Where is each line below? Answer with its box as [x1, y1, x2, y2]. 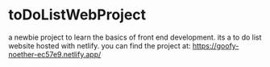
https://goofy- [192, 40, 239, 50]
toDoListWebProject [8, 6, 147, 24]
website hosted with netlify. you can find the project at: [8, 40, 191, 50]
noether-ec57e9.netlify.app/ [8, 49, 102, 59]
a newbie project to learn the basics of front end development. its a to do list [8, 32, 262, 42]
